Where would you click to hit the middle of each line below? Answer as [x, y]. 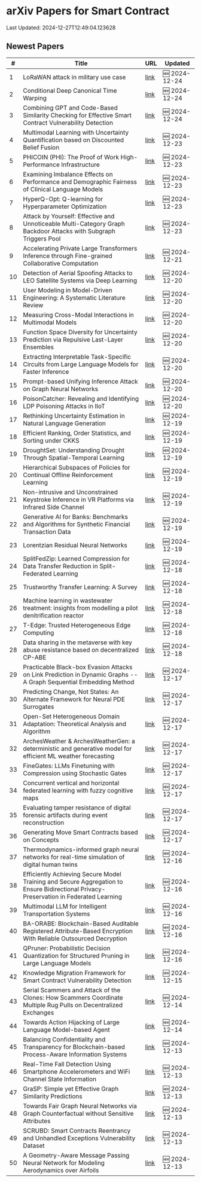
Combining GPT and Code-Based [70, 108]
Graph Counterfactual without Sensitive [78, 1113]
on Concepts [41, 840]
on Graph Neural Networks [61, 389]
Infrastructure [80, 164]
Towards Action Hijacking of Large [71, 1022]
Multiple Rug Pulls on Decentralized [73, 1005]
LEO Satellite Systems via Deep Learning [80, 281]
